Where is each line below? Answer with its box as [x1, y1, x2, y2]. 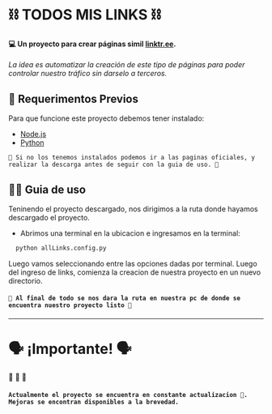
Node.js [19, 130, 47, 139]
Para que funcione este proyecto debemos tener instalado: [8, 113, 205, 123]
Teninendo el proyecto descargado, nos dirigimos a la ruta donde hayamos [8, 204, 258, 214]
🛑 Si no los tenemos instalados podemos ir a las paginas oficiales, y [8, 154, 255, 162]
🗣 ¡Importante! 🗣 [8, 340, 132, 358]
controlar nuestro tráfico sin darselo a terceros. [8, 69, 168, 79]
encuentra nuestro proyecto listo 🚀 [8, 301, 132, 309]
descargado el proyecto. [8, 213, 91, 223]
